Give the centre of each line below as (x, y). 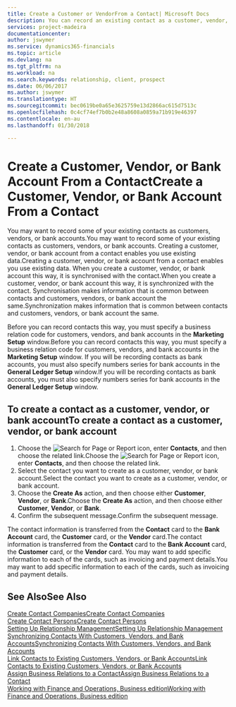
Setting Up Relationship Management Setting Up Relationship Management (115, 629)
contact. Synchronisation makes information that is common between (108, 291)
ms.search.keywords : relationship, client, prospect (86, 79)
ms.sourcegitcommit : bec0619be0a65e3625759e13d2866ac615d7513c (102, 106)
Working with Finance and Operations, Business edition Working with (106, 689)
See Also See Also (47, 597)
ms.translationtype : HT (42, 99)
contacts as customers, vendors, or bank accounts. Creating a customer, (113, 246)
